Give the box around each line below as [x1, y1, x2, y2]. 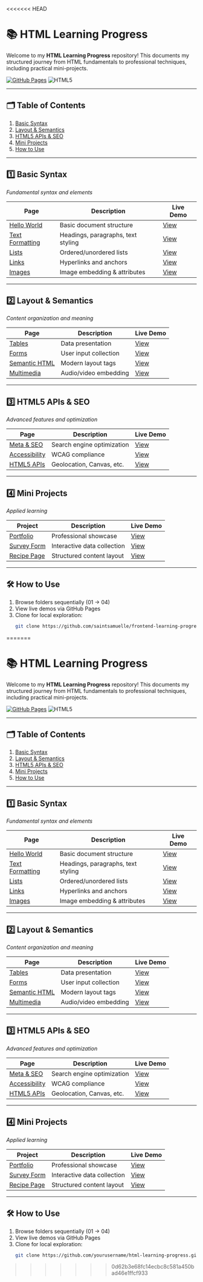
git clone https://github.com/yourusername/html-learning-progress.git [14, 1252, 199, 1258]
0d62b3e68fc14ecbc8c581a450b [111, 1263, 195, 1270]
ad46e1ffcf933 [111, 1269, 148, 1277]
